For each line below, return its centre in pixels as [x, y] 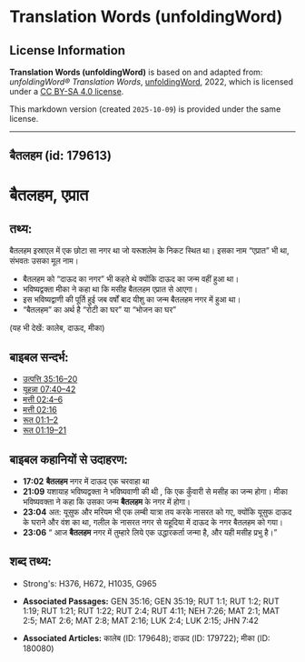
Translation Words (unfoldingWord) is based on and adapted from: [136, 72]
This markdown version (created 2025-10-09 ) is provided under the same [145, 109]
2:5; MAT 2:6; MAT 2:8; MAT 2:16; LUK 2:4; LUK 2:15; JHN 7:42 [140, 620]
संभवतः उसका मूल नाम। [44, 261]
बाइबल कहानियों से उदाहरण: [69, 460]
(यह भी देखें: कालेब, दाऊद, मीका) [57, 328]
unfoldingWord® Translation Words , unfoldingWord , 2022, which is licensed [151, 82]
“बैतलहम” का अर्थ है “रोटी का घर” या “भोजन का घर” [99, 310]
